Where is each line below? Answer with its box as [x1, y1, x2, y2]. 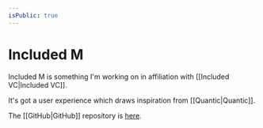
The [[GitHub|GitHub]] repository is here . [8, 111, 143, 120]
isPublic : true [8, 11, 59, 20]
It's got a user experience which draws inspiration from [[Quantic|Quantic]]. [8, 96, 256, 105]
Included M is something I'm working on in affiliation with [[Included [8, 72, 230, 81]
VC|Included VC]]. [8, 80, 67, 89]
